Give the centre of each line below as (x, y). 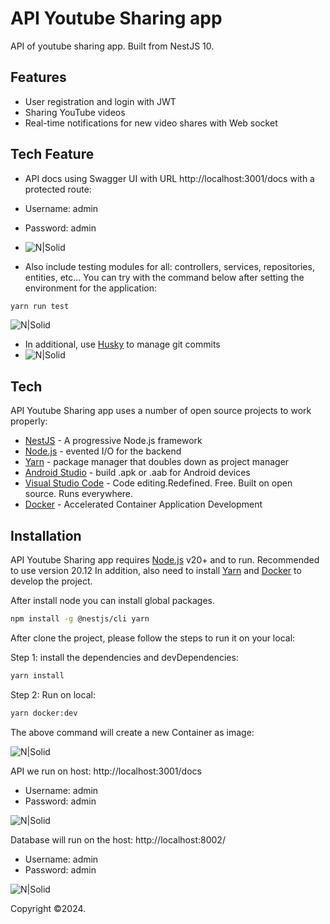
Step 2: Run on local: (53, 694)
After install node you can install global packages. (113, 601)
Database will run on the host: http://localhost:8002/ (118, 839)
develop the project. (51, 581)
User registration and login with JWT (100, 101)
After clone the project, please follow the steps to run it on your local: (153, 638)
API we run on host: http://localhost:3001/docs (106, 771)
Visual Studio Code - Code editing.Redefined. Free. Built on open (158, 483)
